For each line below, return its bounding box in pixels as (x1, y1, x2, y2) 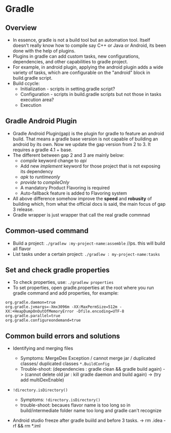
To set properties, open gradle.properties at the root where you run (12, 284, 154, 291)
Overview (5, 23, 37, 32)
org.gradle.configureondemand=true (5, 318, 81, 323)
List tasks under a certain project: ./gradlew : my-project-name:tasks (12, 251, 160, 257)
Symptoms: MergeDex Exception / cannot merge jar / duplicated (20, 355, 156, 362)
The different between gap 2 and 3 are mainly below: (12, 152, 125, 158)
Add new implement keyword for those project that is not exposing (20, 163, 161, 169)
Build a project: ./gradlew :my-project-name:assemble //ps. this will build (12, 240, 165, 246)
